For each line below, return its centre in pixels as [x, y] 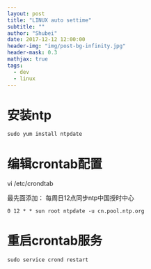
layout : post [26, 14]
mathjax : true [28, 59]
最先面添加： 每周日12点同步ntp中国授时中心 [71, 198]
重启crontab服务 [55, 241]
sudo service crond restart [48, 260]
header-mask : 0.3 [32, 53]
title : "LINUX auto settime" [49, 20]
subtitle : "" [26, 26]
